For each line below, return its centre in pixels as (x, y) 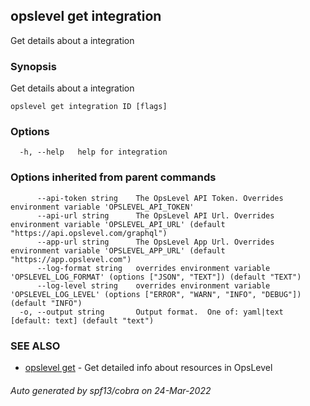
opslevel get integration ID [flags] (89, 107)
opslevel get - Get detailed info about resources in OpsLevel (148, 367)
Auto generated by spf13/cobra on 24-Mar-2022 (111, 390)
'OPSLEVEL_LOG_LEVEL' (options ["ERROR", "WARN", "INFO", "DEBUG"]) (156, 294)
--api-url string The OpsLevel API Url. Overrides (155, 215)
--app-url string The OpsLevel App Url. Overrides (155, 242)
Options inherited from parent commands (113, 177)
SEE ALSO (35, 346)
